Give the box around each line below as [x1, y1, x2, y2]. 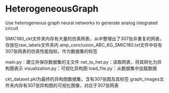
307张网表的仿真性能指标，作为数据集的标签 [5, 48, 98, 54]
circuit [5, 25, 19, 31]
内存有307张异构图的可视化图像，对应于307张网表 [14, 82, 119, 88]
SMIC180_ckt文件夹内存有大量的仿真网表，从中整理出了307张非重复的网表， [5, 35, 164, 41]
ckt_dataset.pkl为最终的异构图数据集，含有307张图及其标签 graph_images [5, 76, 160, 82]
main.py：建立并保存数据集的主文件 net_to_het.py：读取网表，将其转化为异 [5, 59, 162, 65]
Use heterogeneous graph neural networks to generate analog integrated [5, 20, 158, 26]
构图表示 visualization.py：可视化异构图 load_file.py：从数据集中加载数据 [5, 65, 157, 71]
